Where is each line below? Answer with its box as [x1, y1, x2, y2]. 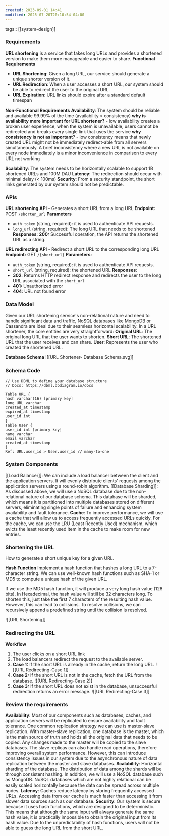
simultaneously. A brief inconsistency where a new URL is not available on [5, 144, 160, 150]
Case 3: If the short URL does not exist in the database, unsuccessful [12, 683, 157, 689]
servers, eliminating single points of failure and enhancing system [5, 504, 142, 510]
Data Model [5, 301, 34, 308]
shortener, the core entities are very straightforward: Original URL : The [5, 329, 153, 335]
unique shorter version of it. [12, 76, 71, 82]
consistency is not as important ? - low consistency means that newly [5, 134, 151, 140]
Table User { [5, 423, 33, 428]
